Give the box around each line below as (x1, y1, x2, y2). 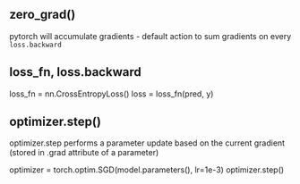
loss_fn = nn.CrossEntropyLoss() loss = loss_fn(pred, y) (9, 88, 214, 99)
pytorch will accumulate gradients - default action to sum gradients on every (9, 30, 292, 41)
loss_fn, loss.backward (9, 64, 141, 79)
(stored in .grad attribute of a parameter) (9, 147, 159, 158)
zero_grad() (9, 7, 76, 22)
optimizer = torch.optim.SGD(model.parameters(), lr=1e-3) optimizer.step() (9, 164, 285, 175)
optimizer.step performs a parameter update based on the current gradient (9, 138, 285, 148)
